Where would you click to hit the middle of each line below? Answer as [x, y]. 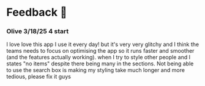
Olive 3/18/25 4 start [38, 31]
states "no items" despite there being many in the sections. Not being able [100, 64]
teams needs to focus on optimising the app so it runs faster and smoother [100, 51]
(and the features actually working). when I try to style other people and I [99, 58]
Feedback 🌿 [37, 12]
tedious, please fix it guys [39, 77]
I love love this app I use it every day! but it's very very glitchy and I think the [103, 44]
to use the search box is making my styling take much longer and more [96, 70]
